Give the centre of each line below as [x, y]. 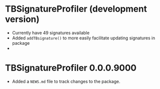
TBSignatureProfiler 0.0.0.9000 [71, 68]
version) [22, 19]
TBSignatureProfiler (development [76, 9]
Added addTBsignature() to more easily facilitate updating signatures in [84, 38]
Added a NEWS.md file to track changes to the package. [66, 81]
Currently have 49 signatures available [51, 33]
